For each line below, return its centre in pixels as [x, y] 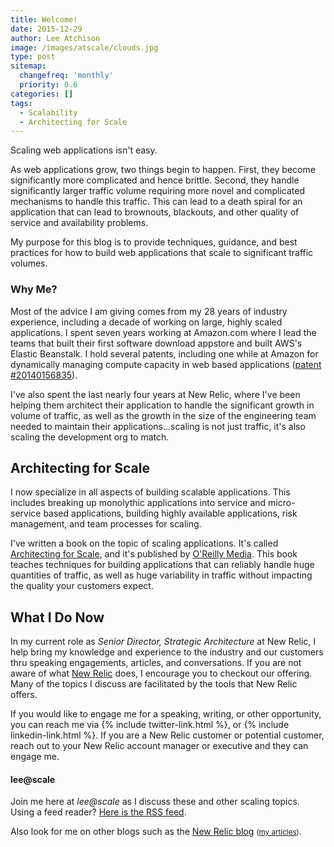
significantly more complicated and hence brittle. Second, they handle [155, 180]
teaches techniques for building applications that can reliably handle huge [162, 565]
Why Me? [34, 289]
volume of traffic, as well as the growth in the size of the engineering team [163, 415]
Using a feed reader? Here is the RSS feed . [98, 812]
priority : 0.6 [48, 85]
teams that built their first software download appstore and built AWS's [156, 343]
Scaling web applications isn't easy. [84, 150]
